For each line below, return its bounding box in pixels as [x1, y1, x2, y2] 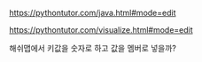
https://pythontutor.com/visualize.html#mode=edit [9, 25, 193, 35]
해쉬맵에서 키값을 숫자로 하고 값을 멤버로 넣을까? [9, 43, 177, 53]
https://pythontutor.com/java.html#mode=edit [9, 8, 176, 18]
